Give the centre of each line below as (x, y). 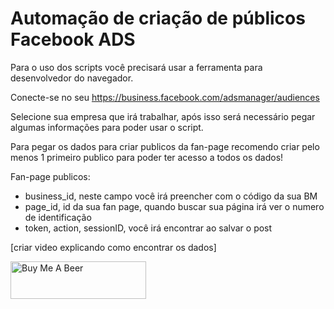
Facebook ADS (73, 39)
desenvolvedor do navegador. (72, 78)
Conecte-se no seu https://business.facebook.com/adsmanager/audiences (165, 97)
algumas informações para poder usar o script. (107, 127)
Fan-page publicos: (50, 176)
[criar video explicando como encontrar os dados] (113, 247)
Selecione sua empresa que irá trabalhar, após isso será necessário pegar (163, 116)
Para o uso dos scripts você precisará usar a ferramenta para (136, 67)
